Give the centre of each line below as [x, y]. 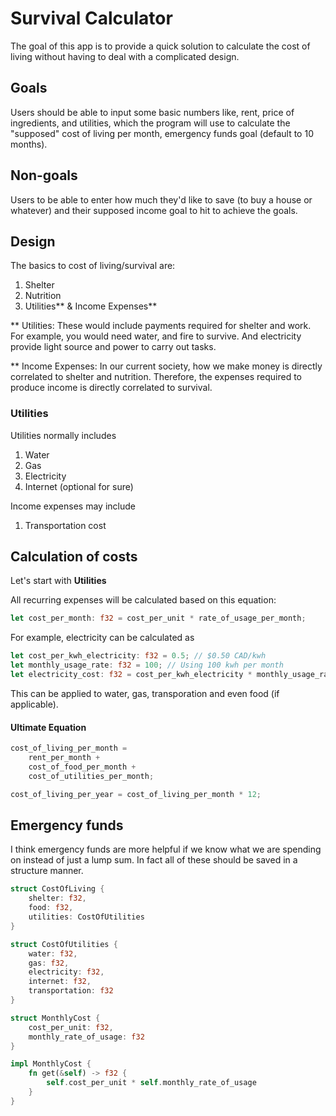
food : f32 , [51, 908]
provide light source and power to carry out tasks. [113, 347]
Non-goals [44, 175]
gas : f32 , [49, 963]
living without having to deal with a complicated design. [125, 56]
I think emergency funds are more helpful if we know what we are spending [166, 849]
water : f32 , [53, 953]
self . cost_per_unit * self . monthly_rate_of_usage [151, 1083]
